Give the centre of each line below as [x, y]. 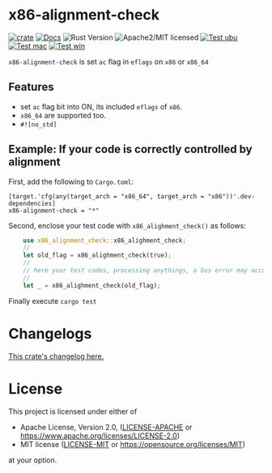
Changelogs [50, 333]
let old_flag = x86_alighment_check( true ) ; [98, 256]
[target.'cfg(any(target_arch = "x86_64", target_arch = [106, 196]
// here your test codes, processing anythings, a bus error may [136, 271]
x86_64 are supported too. [63, 115]
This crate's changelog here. [56, 356]
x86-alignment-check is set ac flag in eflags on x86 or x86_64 [108, 62]
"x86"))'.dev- [231, 196]
